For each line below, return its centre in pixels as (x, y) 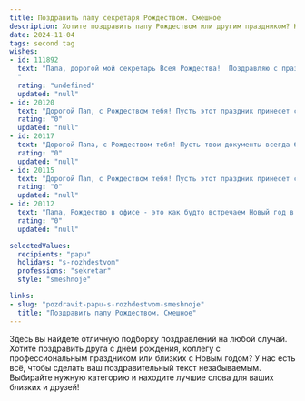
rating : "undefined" (56, 85)
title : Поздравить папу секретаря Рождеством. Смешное (115, 18)
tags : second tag (42, 43)
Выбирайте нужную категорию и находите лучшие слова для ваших (142, 377)
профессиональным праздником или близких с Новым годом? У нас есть (152, 358)
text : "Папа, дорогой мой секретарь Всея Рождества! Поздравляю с (148, 69)
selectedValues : (40, 246)
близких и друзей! (44, 386)
